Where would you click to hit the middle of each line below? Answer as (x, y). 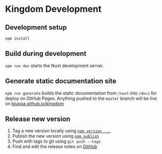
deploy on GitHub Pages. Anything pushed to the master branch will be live (81, 98)
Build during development (46, 54)
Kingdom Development (53, 9)
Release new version (38, 119)
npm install (17, 38)
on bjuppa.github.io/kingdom (35, 103)
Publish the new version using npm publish (56, 136)
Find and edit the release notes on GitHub (55, 147)
